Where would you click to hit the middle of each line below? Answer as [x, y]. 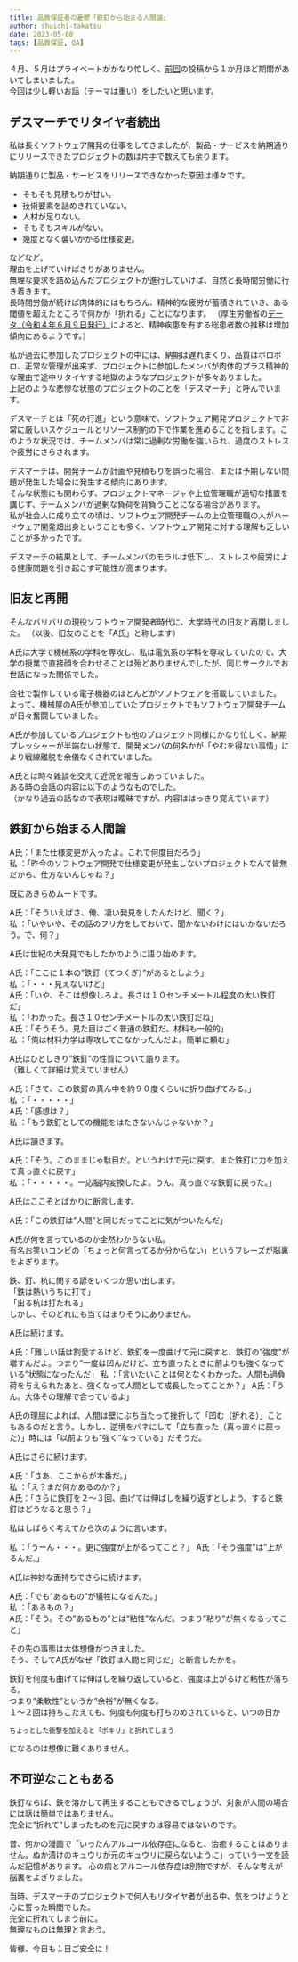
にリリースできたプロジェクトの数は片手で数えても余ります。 [121, 156]
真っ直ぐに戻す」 [48, 1171]
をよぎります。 [36, 1261]
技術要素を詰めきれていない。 [77, 205]
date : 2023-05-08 [41, 34]
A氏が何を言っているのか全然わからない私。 [90, 1239]
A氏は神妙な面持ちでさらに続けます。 [78, 1577]
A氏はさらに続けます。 [51, 1456]
